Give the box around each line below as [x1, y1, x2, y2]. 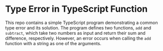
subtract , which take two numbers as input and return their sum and [5, 30, 146, 36]
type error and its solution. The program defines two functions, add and [5, 25, 152, 30]
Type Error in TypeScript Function [5, 3, 148, 15]
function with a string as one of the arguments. [5, 40, 102, 46]
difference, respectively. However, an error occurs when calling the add [5, 35, 151, 41]
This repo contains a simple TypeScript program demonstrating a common [5, 20, 158, 25]
